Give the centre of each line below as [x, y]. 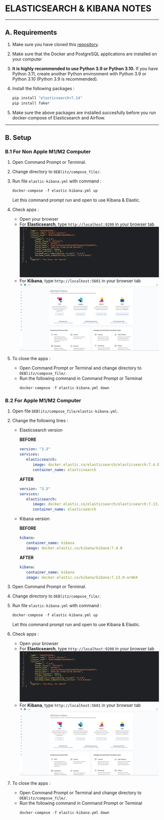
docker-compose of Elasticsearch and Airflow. [59, 117]
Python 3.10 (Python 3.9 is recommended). [55, 79]
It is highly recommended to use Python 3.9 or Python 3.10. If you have [85, 68]
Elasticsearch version [41, 430]
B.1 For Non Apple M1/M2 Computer [48, 151]
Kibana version [34, 519]
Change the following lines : [40, 421]
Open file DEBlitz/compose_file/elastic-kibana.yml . [65, 411]
